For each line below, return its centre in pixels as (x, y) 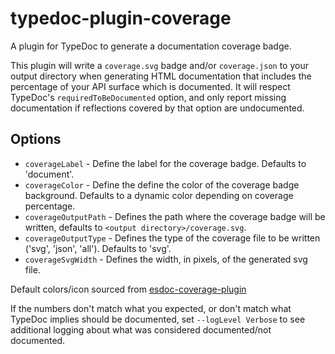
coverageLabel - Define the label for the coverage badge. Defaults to (165, 163)
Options (36, 139)
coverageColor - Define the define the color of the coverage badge (162, 184)
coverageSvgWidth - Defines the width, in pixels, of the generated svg (166, 259)
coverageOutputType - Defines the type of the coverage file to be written (172, 238)
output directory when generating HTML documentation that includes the (161, 76)
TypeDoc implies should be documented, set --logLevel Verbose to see (158, 319)
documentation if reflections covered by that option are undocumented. (157, 108)
